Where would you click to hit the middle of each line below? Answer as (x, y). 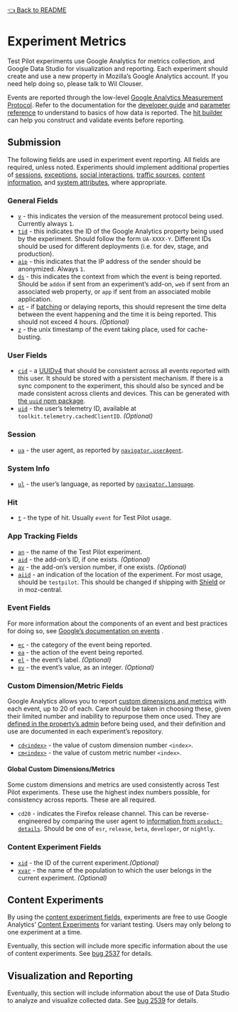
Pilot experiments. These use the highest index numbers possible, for (109, 792)
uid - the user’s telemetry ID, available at (77, 409)
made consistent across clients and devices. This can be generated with (123, 394)
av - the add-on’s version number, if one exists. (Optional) (102, 566)
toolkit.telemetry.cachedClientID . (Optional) (85, 416)
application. (35, 299)
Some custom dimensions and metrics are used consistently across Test (113, 785)
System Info (29, 468)
